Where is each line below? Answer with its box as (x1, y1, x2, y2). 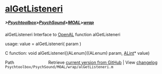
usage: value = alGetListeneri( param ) (5, 41, 81, 47)
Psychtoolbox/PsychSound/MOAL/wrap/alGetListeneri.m (5, 65, 114, 70)
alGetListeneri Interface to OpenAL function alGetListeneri (5, 32, 121, 37)
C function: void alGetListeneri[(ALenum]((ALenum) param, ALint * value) (5, 50, 150, 56)
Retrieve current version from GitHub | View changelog (48, 60, 158, 65)
